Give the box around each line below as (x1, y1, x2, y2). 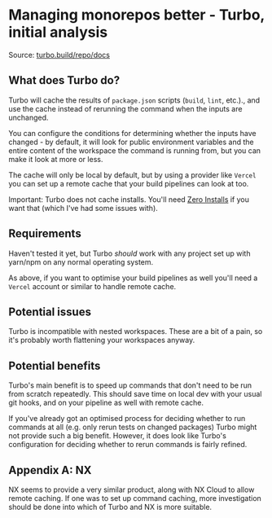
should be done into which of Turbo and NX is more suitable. (8, 503, 213, 511)
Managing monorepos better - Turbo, (8, 6, 265, 24)
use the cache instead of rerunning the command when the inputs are (8, 103, 243, 113)
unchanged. (8, 112, 49, 122)
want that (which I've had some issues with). (8, 203, 159, 213)
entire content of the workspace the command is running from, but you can (8, 145, 261, 156)
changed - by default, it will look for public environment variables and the (8, 137, 254, 147)
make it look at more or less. (8, 154, 103, 164)
